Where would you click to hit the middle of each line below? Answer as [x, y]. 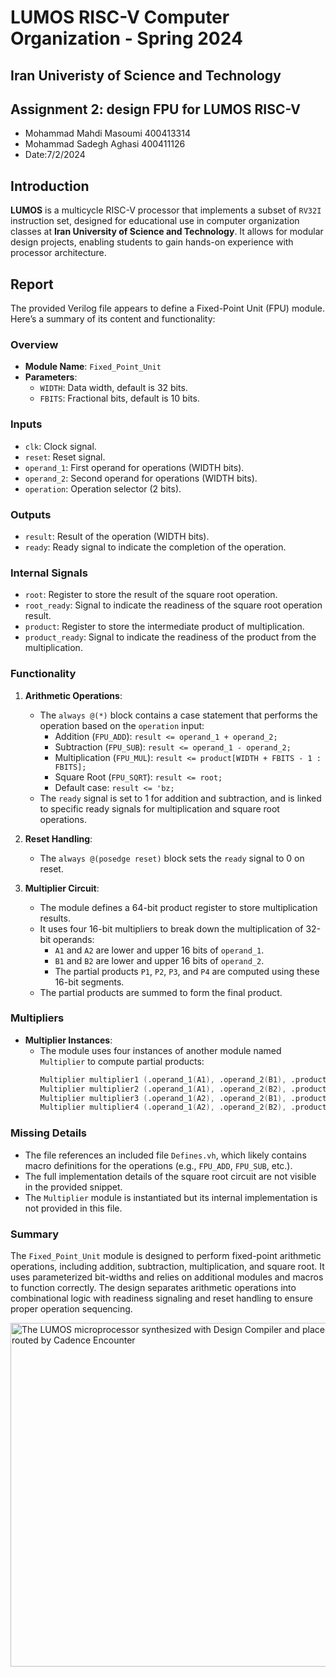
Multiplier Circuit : [62, 888]
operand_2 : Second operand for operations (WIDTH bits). [141, 478]
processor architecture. [58, 253]
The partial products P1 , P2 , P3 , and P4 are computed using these [187, 971]
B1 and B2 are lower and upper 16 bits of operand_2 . [159, 960]
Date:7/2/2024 [55, 155]
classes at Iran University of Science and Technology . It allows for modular [167, 232]
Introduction [50, 186]
